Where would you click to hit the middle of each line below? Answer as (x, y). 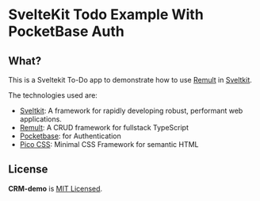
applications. (40, 119)
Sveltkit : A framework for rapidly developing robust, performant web (131, 110)
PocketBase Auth (67, 31)
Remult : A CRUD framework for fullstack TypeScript (104, 128)
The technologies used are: (53, 95)
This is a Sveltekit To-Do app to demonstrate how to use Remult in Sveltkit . (130, 80)
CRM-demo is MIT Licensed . (55, 188)
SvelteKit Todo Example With (106, 15)
